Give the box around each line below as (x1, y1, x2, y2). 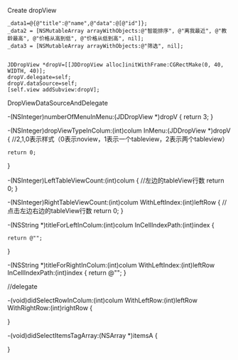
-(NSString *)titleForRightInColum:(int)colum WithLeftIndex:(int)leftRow (7, 261, 215, 269)
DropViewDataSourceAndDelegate (7, 99, 109, 107)
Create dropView (7, 6, 57, 14)
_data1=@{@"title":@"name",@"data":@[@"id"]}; (7, 20, 148, 27)
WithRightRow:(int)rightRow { (7, 304, 93, 312)
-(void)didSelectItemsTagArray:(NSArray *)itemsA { (7, 331, 158, 339)
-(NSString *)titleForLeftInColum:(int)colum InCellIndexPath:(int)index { (7, 221, 215, 229)
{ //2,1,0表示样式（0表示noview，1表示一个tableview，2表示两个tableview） (7, 135, 229, 143)
